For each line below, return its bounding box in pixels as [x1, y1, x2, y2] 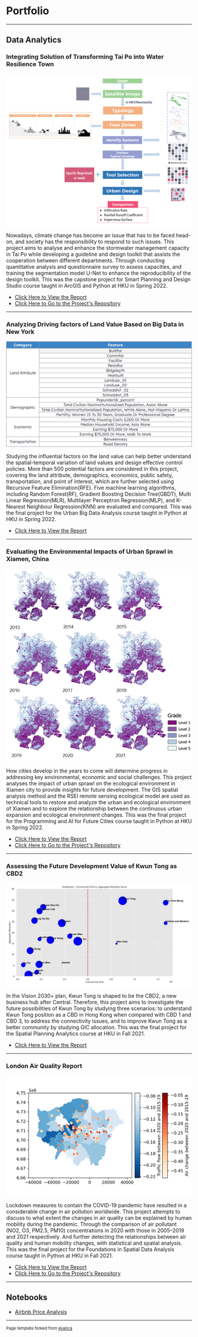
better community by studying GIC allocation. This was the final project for [6, 1023, 187, 1031]
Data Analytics [6, 35, 62, 45]
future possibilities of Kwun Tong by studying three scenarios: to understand [6, 1005, 192, 1012]
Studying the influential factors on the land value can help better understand [6, 453, 192, 460]
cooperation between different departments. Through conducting [6, 257, 165, 264]
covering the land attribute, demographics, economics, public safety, [6, 472, 174, 479]
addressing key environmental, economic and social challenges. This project [6, 773, 192, 780]
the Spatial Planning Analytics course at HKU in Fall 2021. [6, 1030, 146, 1037]
